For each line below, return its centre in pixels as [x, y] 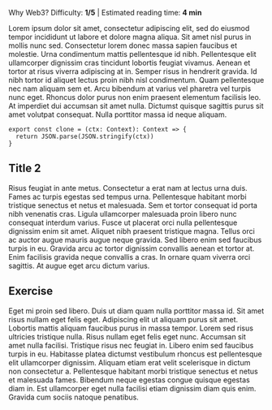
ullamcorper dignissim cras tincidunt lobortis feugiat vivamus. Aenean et [130, 63]
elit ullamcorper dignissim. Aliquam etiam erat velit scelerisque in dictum [130, 362]
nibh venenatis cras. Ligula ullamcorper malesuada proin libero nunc [123, 214]
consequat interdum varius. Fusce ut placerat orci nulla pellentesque [123, 222]
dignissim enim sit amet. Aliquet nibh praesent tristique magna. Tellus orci [132, 231]
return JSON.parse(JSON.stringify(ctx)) [85, 136]
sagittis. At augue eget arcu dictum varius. [79, 265]
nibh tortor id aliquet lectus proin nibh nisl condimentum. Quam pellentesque [136, 80]
